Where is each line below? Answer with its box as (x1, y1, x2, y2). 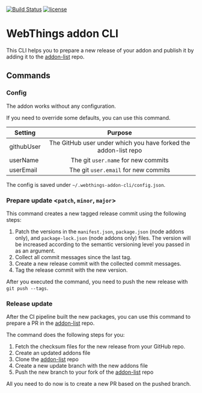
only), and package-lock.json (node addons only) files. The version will (14, 234, 191, 241)
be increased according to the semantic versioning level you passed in (14, 241, 190, 248)
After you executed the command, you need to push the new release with (6, 278, 188, 285)
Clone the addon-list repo (14, 356, 79, 363)
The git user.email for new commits (69, 166, 170, 174)
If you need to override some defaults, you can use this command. (6, 114, 171, 121)
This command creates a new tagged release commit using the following (6, 210, 186, 217)
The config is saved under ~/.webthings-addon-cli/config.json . (6, 181, 166, 188)
